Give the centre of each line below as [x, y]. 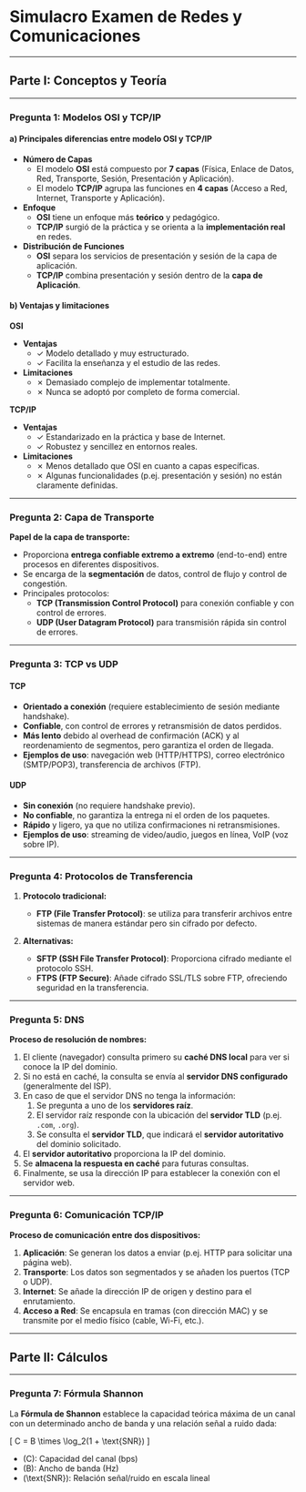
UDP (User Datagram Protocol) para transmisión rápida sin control [161, 623]
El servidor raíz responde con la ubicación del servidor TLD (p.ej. [159, 1115]
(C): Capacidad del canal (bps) [80, 1458]
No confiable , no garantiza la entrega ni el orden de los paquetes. [146, 815]
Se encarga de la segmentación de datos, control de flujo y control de [155, 574]
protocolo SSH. [65, 968]
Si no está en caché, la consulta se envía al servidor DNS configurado [155, 1077]
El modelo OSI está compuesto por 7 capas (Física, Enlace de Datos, [165, 168]
